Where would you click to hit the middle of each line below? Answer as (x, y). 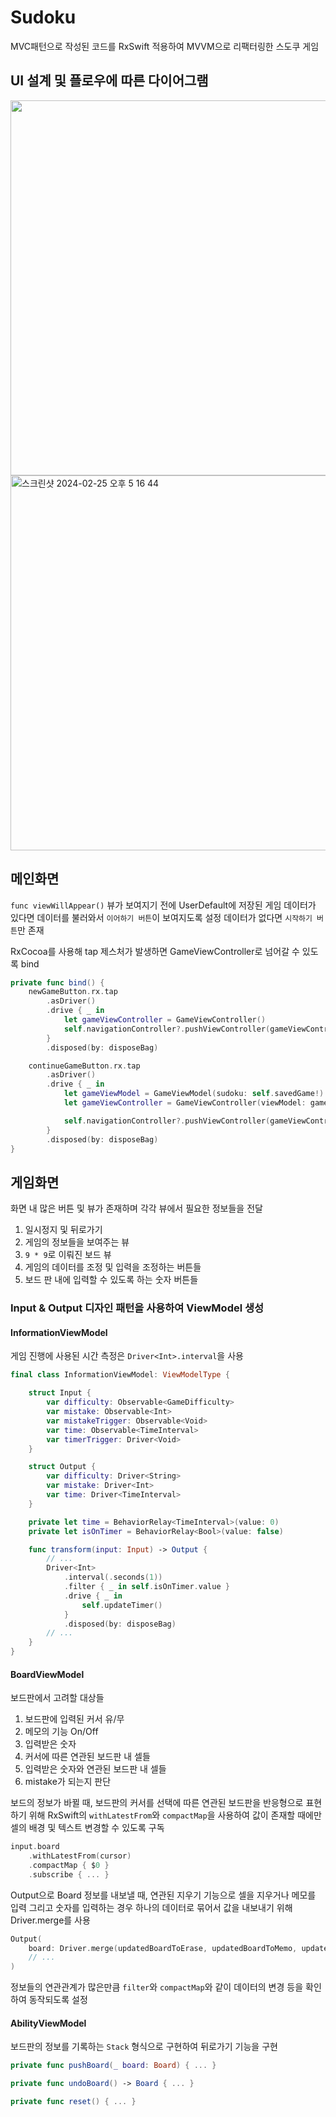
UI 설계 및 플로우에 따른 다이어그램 (109, 81)
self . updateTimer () (122, 1605)
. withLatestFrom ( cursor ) (80, 1856)
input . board (35, 1847)
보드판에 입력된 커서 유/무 (74, 1719)
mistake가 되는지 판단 (68, 1782)
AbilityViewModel (48, 2023)
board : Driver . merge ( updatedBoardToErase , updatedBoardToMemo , (163, 1948)
